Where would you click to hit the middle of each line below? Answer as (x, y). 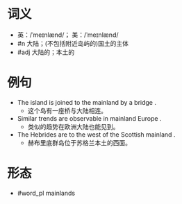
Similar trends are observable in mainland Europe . (89, 118)
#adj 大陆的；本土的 (46, 52)
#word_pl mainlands (46, 193)
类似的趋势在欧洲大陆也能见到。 (73, 126)
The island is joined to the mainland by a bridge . (86, 102)
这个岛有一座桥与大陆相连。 (67, 110)
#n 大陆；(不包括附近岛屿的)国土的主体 (73, 43)
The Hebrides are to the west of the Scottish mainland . (96, 134)
